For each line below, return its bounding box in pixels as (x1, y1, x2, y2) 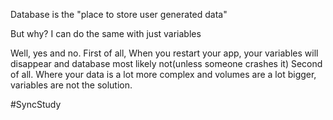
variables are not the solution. (10, 79, 133, 91)
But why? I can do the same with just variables (10, 28, 202, 39)
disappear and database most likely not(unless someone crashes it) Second (10, 58, 323, 69)
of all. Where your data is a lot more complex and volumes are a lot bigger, (10, 69, 317, 80)
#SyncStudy (10, 99, 62, 110)
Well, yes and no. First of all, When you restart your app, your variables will (10, 47, 319, 59)
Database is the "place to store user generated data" (10, 9, 228, 20)
